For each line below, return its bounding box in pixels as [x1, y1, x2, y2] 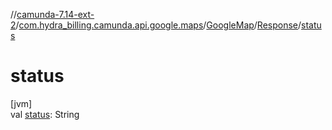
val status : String [10, 108, 80, 120]
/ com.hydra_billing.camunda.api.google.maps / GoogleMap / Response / [15, 19, 302, 31]
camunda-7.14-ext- [16, 9, 95, 20]
